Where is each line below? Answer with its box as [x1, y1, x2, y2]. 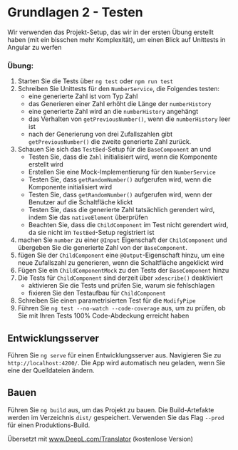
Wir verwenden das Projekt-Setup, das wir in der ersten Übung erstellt [7, 28, 214, 36]
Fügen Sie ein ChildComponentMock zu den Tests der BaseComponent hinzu [17, 266, 229, 275]
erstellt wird [28, 160, 63, 169]
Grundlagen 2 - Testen [7, 4, 144, 21]
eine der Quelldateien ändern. [7, 366, 95, 375]
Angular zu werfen [7, 43, 62, 51]
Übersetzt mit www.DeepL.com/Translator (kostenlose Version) [7, 434, 194, 443]
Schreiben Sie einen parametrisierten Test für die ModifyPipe [17, 296, 196, 305]
